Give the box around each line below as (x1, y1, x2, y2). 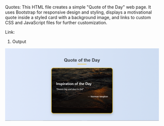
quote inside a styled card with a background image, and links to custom (5, 15, 151, 20)
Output (12, 39, 26, 44)
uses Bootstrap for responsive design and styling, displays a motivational (5, 9, 152, 15)
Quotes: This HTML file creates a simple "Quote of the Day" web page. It (5, 4, 151, 10)
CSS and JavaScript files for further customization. (5, 20, 107, 25)
